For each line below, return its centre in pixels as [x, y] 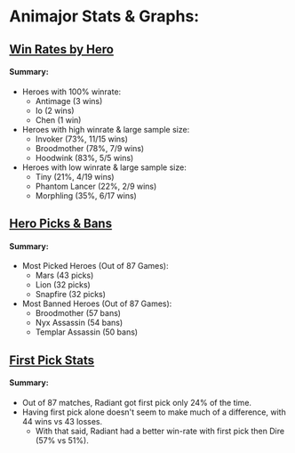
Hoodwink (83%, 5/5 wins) [84, 158]
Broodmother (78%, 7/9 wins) [90, 148]
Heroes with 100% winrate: [72, 92]
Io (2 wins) [55, 110]
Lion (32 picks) [63, 285]
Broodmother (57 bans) [78, 313]
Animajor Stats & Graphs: [104, 16]
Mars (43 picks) [64, 275]
